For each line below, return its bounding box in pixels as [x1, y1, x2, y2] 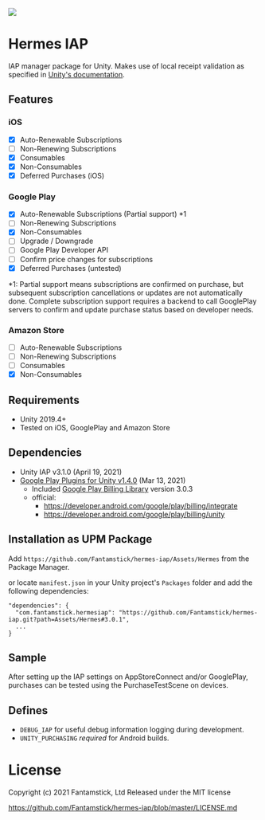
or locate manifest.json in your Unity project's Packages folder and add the [8, 578, 253, 587]
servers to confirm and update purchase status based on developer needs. [8, 304, 254, 314]
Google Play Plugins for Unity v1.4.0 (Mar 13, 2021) [19, 475, 186, 485]
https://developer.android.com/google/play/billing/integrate [43, 500, 238, 510]
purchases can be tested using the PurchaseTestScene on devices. [8, 681, 229, 690]
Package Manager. [8, 562, 70, 571]
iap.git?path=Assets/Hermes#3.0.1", [8, 615, 130, 623]
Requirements [8, 393, 80, 406]
